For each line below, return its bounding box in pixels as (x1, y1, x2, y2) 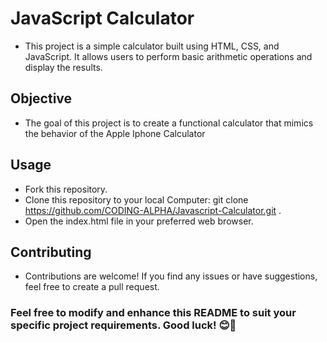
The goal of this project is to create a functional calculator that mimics (24, 117, 314, 129)
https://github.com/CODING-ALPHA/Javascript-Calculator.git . (24, 204, 282, 216)
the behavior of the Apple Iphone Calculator (24, 127, 206, 139)
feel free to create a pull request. (24, 281, 160, 293)
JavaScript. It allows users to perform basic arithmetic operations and (24, 50, 313, 62)
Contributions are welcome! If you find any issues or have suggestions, (24, 270, 318, 282)
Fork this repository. (24, 183, 108, 195)
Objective (10, 90, 73, 107)
